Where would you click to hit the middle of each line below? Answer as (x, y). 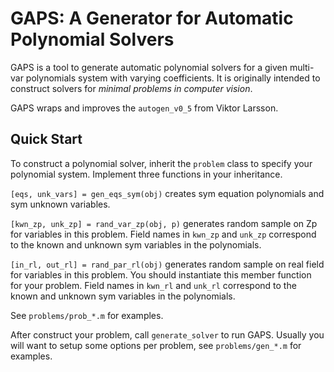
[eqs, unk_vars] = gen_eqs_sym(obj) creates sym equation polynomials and (167, 193)
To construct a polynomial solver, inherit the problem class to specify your (161, 163)
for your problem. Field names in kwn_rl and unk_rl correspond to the (153, 285)
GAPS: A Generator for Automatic (152, 18)
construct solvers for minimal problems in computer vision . (131, 88)
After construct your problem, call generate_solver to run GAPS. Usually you (167, 334)
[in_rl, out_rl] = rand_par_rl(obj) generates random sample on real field (167, 264)
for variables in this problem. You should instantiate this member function (161, 274)
